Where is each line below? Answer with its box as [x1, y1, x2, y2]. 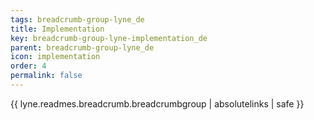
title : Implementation [10, 24, 105, 34]
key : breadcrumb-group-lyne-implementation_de [10, 33, 208, 43]
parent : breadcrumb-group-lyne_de [10, 42, 155, 53]
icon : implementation [10, 52, 101, 62]
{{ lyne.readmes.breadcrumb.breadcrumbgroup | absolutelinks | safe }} [10, 97, 305, 110]
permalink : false [10, 71, 83, 81]
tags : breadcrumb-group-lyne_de [10, 14, 145, 25]
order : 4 [10, 61, 47, 71]
